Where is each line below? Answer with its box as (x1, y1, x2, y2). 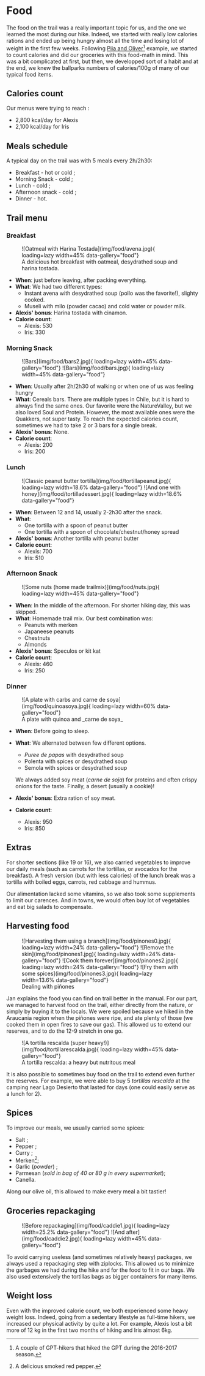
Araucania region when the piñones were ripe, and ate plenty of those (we (6, 1014, 193, 1021)
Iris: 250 (24, 666, 46, 674)
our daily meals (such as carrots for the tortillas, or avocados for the (6, 865, 178, 872)
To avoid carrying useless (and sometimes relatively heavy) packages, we (6, 1253, 192, 1260)
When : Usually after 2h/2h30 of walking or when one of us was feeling (15, 382, 194, 390)
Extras (6, 842, 32, 853)
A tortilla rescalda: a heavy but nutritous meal (21, 1059, 136, 1066)
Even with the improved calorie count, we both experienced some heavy (6, 1307, 189, 1314)
